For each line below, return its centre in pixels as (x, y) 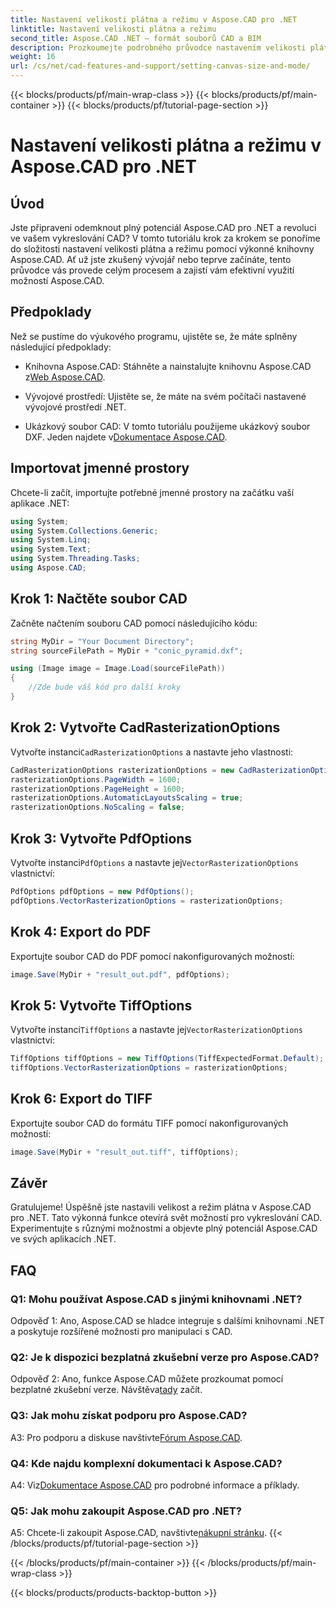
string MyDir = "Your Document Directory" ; (102, 641)
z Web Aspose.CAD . (65, 377)
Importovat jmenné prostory (100, 468)
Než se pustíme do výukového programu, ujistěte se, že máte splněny (154, 336)
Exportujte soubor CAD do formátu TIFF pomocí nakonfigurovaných (149, 1123)
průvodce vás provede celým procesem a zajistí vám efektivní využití (152, 270)
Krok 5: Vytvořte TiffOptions (101, 1005)
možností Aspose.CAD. (57, 280)
